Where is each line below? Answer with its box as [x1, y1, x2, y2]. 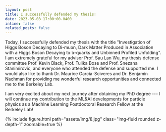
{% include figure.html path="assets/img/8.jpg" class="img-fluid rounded [5, 116, 156, 122]
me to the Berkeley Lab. [5, 81, 54, 87]
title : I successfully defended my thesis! [5, 12, 97, 17]
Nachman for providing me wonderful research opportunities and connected [5, 76, 161, 82]
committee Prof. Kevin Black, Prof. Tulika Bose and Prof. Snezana [5, 60, 138, 66]
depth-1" [5, 122, 23, 128]
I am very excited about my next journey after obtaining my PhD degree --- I [5, 91, 161, 97]
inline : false [5, 21, 35, 26]
